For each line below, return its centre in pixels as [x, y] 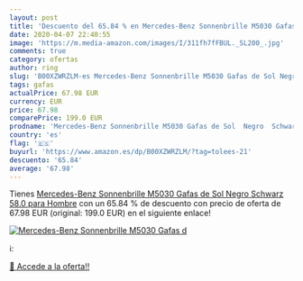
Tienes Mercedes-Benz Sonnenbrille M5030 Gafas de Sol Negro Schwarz [147, 194]
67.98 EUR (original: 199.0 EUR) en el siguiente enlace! [110, 213]
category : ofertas [44, 59]
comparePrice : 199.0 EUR [56, 118]
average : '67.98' [42, 168]
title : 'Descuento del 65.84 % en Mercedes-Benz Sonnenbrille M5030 [141, 26]
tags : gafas [32, 85]
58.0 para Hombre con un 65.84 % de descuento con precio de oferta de [145, 204]
